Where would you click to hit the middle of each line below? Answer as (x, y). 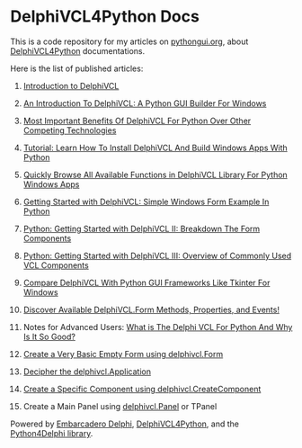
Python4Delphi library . (52, 433)
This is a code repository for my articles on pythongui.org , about (129, 41)
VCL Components (56, 265)
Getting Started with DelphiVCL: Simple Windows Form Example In (146, 202)
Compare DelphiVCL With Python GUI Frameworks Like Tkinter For (147, 282)
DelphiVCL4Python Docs (105, 17)
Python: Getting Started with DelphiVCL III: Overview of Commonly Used (157, 255)
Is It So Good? (49, 336)
